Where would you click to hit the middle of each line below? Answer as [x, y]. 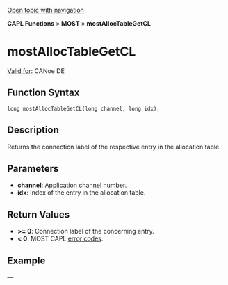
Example [26, 260]
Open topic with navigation [46, 10]
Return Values [39, 214]
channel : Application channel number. [72, 185]
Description [33, 130]
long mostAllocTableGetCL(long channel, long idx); [83, 108]
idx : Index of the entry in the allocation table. [81, 193]
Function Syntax [43, 93]
